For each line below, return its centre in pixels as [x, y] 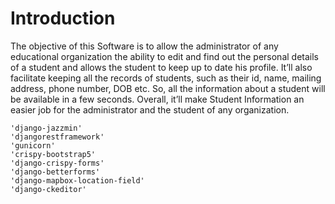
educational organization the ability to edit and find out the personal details [164, 56]
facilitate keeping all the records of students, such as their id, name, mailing [166, 78]
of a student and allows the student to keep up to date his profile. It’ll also [161, 67]
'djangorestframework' [57, 137]
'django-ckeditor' [48, 189]
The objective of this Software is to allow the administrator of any [144, 46]
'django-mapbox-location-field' [77, 180]
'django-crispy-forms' [57, 163]
